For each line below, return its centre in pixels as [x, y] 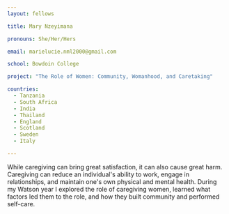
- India [25, 109]
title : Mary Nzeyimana [40, 26]
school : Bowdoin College [43, 64]
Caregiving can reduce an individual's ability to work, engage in [98, 174]
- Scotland [29, 128]
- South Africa [35, 102]
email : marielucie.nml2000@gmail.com [62, 52]
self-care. [21, 204]
